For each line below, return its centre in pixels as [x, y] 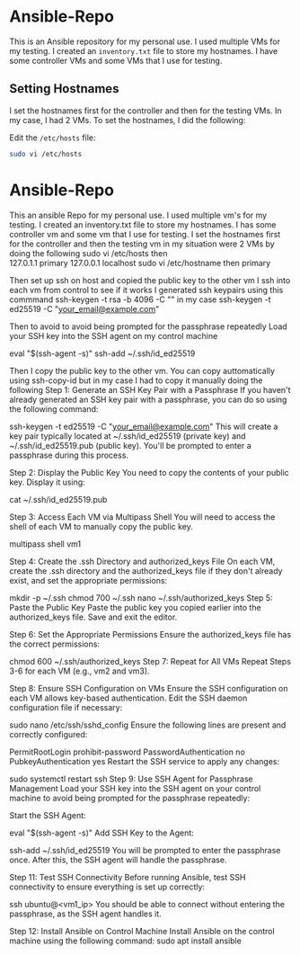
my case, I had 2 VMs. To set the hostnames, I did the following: [128, 120]
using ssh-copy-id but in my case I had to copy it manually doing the [136, 380]
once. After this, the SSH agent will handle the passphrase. [118, 860]
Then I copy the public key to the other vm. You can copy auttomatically [142, 370]
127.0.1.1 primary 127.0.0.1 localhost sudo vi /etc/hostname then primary [140, 263]
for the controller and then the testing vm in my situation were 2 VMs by [142, 244]
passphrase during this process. [69, 455]
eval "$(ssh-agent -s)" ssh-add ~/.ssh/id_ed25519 [102, 353]
